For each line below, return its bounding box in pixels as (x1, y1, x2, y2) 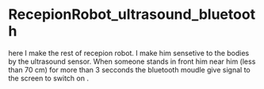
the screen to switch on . (8, 73, 90, 83)
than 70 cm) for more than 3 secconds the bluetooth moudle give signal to (8, 65, 251, 74)
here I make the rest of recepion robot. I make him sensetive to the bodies (8, 48, 250, 57)
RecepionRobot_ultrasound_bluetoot (8, 6, 256, 24)
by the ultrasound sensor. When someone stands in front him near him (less (8, 57, 256, 66)
